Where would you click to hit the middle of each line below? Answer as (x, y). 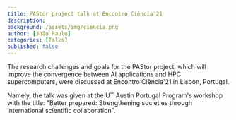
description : (26, 20)
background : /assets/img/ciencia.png (63, 27)
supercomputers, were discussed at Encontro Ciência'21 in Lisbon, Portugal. (118, 82)
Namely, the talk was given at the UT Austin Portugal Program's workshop (115, 95)
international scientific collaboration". (61, 110)
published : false (33, 47)
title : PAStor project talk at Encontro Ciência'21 (85, 14)
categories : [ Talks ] (38, 40)
